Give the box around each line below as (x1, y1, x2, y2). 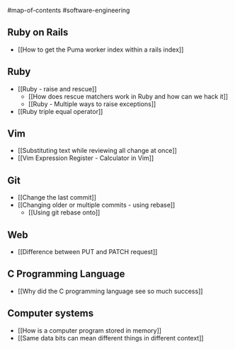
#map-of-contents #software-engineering (7, 6, 130, 14)
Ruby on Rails (7, 26, 69, 38)
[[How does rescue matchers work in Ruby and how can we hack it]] (28, 92, 229, 101)
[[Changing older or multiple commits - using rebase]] (17, 201, 176, 210)
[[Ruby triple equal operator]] (17, 107, 103, 115)
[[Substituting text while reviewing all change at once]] (17, 147, 177, 155)
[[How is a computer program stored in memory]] (17, 326, 161, 335)
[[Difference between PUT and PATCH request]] (17, 248, 158, 256)
